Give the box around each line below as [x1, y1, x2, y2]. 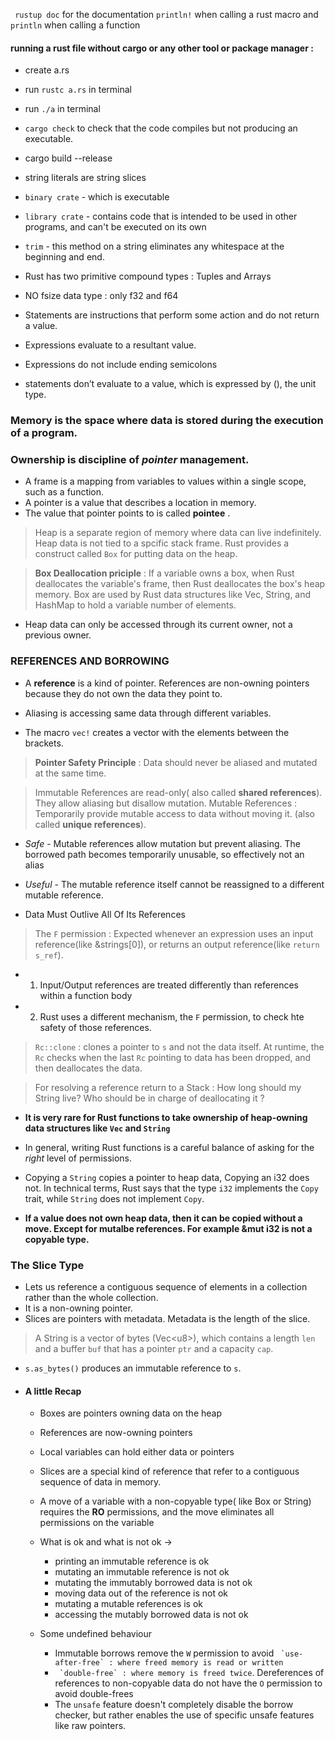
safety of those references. [39, 1021, 152, 1033]
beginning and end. [24, 251, 105, 263]
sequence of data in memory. [39, 1476, 162, 1488]
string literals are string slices [24, 172, 147, 184]
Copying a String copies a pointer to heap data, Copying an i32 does [24, 1171, 310, 1183]
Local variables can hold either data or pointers [39, 1446, 235, 1458]
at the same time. [34, 767, 107, 779]
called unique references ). [34, 818, 147, 830]
